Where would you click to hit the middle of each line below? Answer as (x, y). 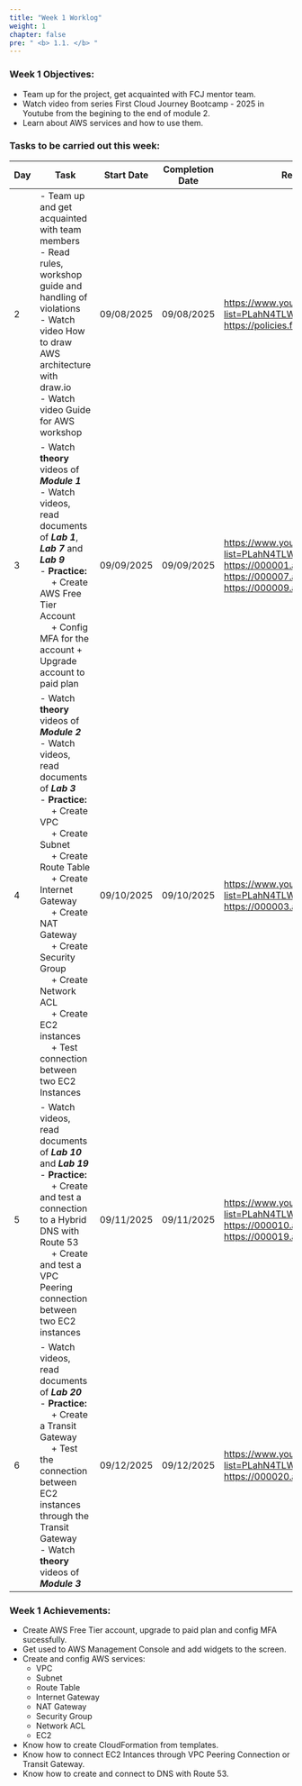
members (60, 241)
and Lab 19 (64, 1163)
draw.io (56, 387)
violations (60, 308)
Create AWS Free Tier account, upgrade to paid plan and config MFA (149, 1630)
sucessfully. (44, 1640)
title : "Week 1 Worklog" (56, 18)
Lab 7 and (62, 548)
